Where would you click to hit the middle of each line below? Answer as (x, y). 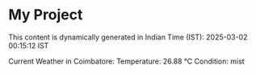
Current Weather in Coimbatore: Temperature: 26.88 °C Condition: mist (126, 61)
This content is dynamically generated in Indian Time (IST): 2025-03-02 (128, 37)
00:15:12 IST (29, 45)
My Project (46, 15)
